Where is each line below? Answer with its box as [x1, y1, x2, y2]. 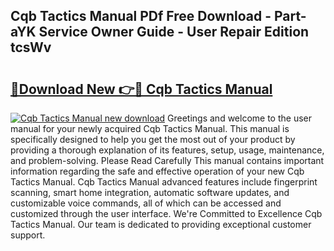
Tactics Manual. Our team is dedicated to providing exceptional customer [10, 219, 312, 230]
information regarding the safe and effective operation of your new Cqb [10, 165, 305, 177]
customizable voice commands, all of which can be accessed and [10, 197, 282, 209]
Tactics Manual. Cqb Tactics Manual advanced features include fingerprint [10, 176, 318, 188]
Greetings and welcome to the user [167, 112, 312, 124]
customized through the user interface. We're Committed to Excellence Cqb [10, 208, 323, 219]
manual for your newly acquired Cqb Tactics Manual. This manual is [10, 123, 290, 134]
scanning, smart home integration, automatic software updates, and [10, 187, 290, 198]
